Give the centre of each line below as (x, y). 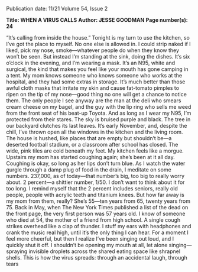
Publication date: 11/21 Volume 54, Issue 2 (57, 9)
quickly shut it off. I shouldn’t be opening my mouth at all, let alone (87, 245)
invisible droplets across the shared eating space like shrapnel (105, 251)
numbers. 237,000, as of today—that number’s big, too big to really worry (95, 176)
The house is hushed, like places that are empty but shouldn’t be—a (89, 138)
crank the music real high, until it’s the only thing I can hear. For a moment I (98, 232)
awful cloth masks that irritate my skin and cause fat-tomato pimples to (92, 88)
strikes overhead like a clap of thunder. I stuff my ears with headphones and (99, 226)
